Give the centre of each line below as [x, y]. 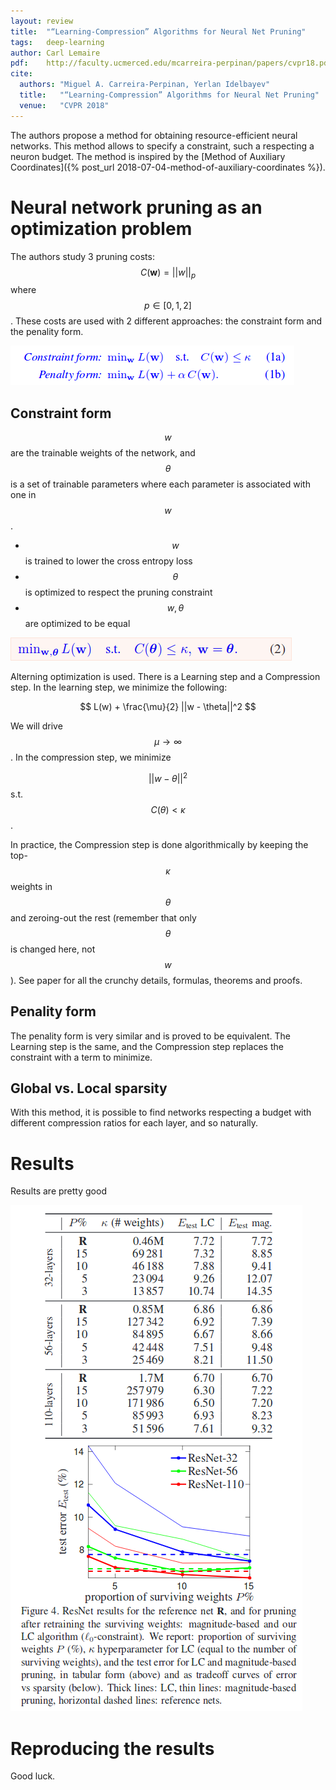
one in [23, 495]
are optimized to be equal [77, 624]
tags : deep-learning [57, 42]
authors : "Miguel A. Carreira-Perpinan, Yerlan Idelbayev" [145, 85]
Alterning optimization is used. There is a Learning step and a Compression [165, 677]
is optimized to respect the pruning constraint [118, 592]
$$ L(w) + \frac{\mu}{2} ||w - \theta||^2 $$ [168, 707]
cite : [21, 74]
